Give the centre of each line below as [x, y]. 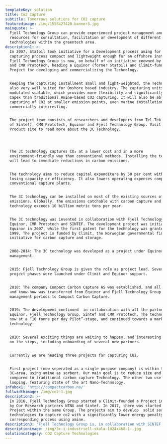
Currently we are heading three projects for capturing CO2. [74, 355]
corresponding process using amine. [47, 420]
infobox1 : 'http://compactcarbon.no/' [45, 387]
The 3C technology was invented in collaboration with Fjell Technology [86, 219]
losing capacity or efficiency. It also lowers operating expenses [81, 179]
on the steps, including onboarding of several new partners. [75, 342]
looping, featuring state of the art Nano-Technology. [68, 383]
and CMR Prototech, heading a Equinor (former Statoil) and [73, 65]
